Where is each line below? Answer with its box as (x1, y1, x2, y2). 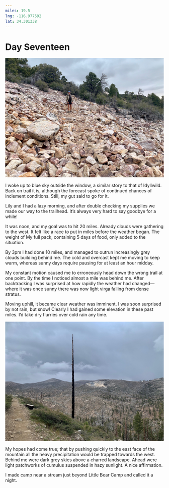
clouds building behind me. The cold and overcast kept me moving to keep (5, 255, 160, 261)
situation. (5, 240, 25, 246)
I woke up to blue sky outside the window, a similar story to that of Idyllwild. (5, 182, 162, 189)
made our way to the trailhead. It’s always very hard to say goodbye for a (5, 208, 156, 214)
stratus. (5, 291, 21, 297)
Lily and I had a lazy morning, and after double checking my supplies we (5, 203, 155, 209)
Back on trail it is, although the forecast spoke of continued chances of (5, 188, 152, 194)
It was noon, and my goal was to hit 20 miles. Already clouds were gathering (5, 224, 164, 230)
